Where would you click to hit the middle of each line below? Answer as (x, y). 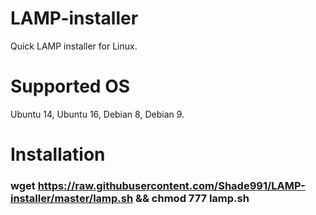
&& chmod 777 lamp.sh (192, 198)
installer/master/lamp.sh (72, 198)
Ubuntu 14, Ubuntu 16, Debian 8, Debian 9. (97, 114)
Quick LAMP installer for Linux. (74, 46)
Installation (58, 154)
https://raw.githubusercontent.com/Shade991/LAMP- (171, 185)
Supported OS (70, 86)
